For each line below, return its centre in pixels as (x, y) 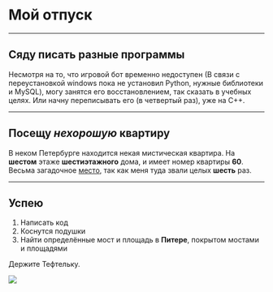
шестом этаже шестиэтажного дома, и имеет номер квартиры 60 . (126, 161)
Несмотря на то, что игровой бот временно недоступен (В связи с (124, 74)
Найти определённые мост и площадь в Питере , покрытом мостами (140, 240)
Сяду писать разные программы (97, 55)
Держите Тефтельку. (44, 264)
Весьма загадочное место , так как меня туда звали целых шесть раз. (130, 170)
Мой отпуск (50, 15)
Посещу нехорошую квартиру (89, 133)
